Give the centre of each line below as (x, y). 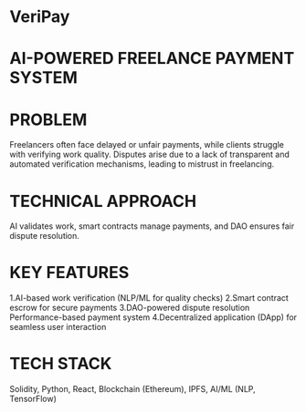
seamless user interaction (58, 327)
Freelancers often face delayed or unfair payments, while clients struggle (147, 145)
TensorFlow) (33, 399)
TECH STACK (61, 364)
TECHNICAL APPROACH (103, 201)
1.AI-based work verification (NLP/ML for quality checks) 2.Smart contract (149, 298)
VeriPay (40, 17)
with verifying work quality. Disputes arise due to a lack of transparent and (150, 154)
